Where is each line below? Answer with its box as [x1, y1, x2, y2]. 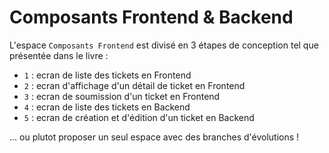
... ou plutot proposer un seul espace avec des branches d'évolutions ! [9, 131, 300, 143]
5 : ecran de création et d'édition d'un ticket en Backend [23, 111, 255, 123]
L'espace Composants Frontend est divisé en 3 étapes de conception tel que [9, 39, 319, 51]
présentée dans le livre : [9, 49, 109, 61]
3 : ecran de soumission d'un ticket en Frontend [23, 90, 221, 102]
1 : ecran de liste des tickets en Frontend [23, 69, 192, 81]
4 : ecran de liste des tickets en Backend [23, 101, 191, 113]
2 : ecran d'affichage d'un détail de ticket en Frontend [23, 79, 246, 91]
